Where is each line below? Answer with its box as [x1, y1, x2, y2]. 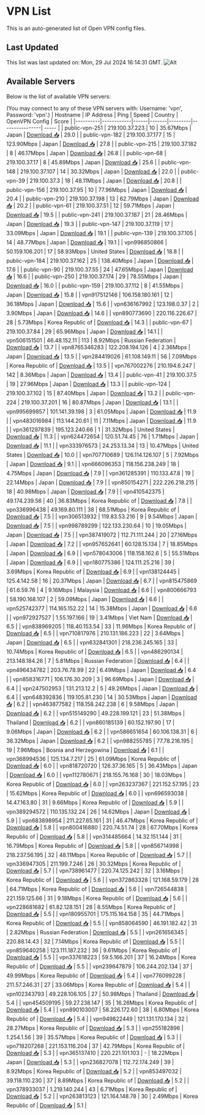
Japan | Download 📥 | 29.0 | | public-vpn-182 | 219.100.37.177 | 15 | [6, 130, 176, 138]
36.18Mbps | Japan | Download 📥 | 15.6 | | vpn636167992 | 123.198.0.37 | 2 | [6, 300, 199, 308]
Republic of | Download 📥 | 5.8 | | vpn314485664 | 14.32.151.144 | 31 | [6, 833, 182, 840]
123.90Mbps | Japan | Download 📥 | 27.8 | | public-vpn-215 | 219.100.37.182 [6, 140, 197, 148]
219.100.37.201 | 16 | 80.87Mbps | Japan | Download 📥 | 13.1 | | [21, 398, 179, 406]
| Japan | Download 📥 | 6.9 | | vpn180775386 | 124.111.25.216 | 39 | [6, 559, 175, 566]
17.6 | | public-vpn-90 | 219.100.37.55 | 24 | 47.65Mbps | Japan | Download [6, 265, 194, 273]
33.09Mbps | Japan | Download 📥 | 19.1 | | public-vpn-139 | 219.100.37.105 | [6, 229, 197, 236]
